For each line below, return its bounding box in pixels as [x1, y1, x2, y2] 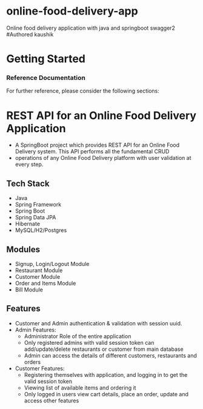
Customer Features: [15, 365, 65, 372]
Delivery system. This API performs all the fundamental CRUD [15, 148, 170, 155]
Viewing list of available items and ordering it [24, 384, 136, 391]
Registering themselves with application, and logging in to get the [24, 371, 188, 378]
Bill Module [15, 286, 44, 293]
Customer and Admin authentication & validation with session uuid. [15, 319, 182, 327]
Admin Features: [15, 326, 56, 333]
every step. [15, 161, 44, 168]
